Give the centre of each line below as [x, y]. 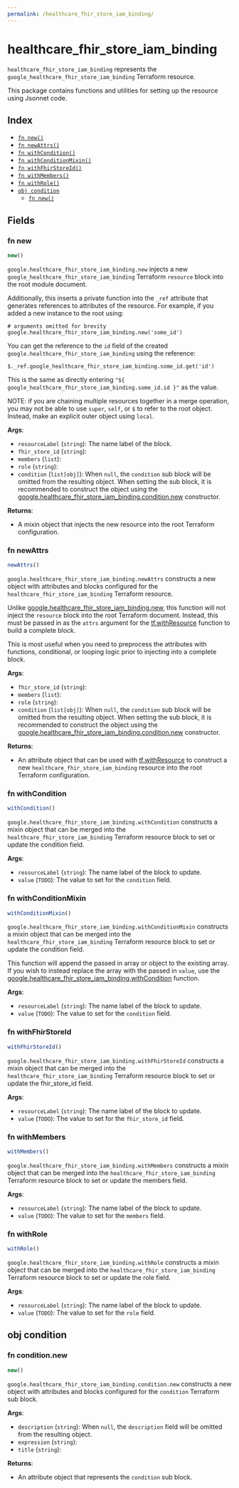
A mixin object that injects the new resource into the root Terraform [116, 524]
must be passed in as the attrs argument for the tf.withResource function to [119, 623]
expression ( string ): [47, 1442]
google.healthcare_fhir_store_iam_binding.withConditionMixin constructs [118, 926]
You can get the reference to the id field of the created [88, 346]
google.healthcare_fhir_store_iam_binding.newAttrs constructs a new [112, 579]
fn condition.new [37, 1355]
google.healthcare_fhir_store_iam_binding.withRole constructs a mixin [113, 1262]
